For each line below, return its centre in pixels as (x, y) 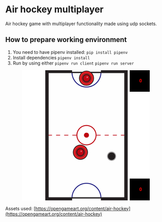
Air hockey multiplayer (54, 9)
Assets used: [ (20, 208)
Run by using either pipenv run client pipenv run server (73, 63)
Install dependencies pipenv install (51, 57)
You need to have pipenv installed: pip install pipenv (70, 52)
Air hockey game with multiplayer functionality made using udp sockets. (81, 24)
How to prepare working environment (66, 40)
